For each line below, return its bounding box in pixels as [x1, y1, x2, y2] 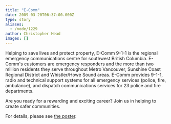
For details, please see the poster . [5, 113, 77, 119]
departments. [5, 88, 34, 94]
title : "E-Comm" [5, 7, 40, 13]
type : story [5, 17, 31, 22]
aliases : [5, 21, 24, 27]
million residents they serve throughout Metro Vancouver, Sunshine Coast [5, 66, 161, 72]
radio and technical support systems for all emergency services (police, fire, [5, 77, 166, 83]
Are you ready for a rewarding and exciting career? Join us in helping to [5, 97, 157, 104]
